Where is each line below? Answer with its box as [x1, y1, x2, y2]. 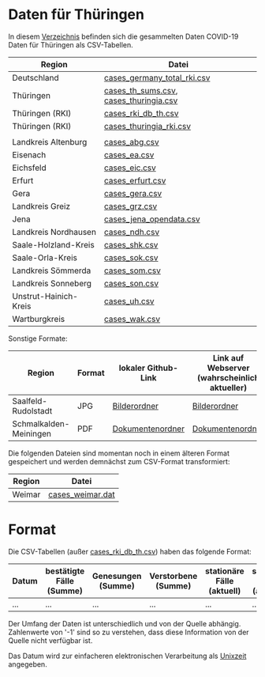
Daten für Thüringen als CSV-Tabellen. [8, 40, 134, 49]
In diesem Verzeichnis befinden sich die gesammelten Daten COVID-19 [8, 32, 239, 41]
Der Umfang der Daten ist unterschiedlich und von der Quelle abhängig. [8, 618, 241, 628]
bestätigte [45, 565, 85, 577]
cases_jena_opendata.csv [103, 214, 200, 225]
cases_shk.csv [103, 239, 159, 250]
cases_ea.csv [103, 149, 155, 160]
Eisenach [12, 149, 47, 160]
